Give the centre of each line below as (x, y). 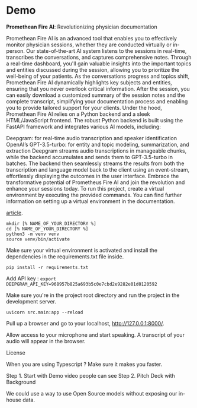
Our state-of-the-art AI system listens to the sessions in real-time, (106, 50)
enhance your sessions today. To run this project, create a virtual (85, 188)
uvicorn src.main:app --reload (45, 312)
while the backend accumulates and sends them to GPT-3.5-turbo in (90, 157)
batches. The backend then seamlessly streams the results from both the (95, 163)
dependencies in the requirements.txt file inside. (65, 257)
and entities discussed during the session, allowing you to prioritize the (93, 69)
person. (16, 50)
